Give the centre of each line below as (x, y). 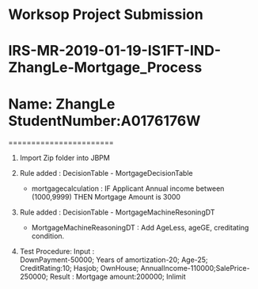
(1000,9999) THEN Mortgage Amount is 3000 (106, 197)
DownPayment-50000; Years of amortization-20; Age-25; (114, 260)
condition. (48, 236)
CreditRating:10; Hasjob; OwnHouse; (79, 268)
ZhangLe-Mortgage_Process (105, 68)
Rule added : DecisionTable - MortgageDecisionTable (106, 173)
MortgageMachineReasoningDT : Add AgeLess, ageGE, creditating (140, 228)
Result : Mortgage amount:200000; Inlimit (118, 277)
